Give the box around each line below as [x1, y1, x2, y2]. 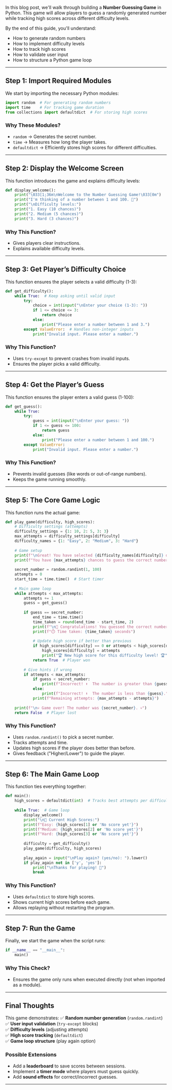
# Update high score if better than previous [32, 639, 132, 644]
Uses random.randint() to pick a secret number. [12, 734, 114, 740]
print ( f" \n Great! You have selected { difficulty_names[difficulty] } [14, 552, 164, 558]
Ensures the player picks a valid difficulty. [12, 361, 101, 367]
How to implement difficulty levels [12, 41, 85, 47]
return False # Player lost [14, 710, 77, 715]
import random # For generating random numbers [5, 100, 111, 105]
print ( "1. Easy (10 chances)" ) [14, 207, 81, 212]
